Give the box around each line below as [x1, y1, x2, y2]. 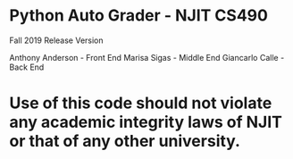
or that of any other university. [9, 131, 241, 152]
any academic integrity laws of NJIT [9, 113, 283, 132]
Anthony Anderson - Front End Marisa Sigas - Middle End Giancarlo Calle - [9, 52, 285, 63]
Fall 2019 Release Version [9, 35, 105, 46]
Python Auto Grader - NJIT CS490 [9, 5, 268, 26]
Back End [9, 62, 45, 72]
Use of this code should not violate [9, 93, 272, 113]
